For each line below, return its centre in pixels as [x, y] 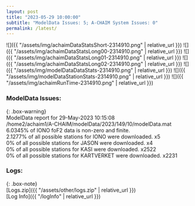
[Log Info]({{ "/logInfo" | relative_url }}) [54, 196]
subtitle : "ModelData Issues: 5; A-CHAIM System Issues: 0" [82, 23]
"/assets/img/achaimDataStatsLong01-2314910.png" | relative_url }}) [97, 58]
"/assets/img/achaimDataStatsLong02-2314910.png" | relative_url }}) [98, 64]
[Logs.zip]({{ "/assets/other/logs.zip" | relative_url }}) [71, 190]
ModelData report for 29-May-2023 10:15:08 [60, 118]
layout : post [22, 12]
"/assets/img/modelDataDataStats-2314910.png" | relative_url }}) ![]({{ [100, 70]
